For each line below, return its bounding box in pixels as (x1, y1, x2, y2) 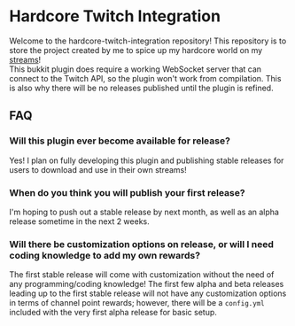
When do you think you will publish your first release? (9, 186, 245, 198)
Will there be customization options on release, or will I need (9, 237, 275, 250)
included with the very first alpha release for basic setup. (9, 307, 217, 318)
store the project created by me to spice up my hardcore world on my (9, 44, 263, 55)
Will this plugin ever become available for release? (9, 135, 230, 147)
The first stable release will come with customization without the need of (9, 269, 275, 280)
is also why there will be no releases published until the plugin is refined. (9, 82, 274, 93)
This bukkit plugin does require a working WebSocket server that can (9, 64, 262, 74)
